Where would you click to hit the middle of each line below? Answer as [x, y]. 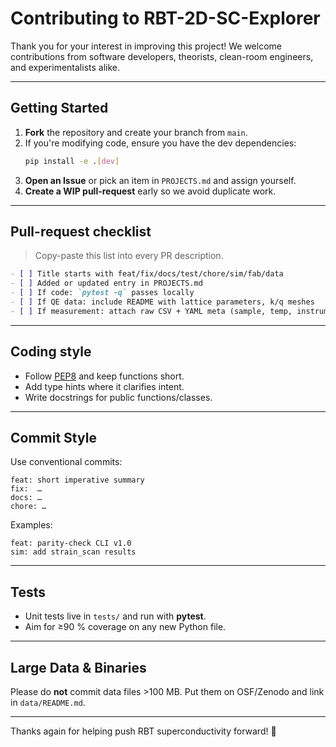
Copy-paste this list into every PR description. [129, 256]
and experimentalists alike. [65, 67]
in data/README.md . [48, 703]
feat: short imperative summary [77, 480]
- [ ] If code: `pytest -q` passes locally [102, 293]
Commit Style [53, 438]
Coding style [51, 352]
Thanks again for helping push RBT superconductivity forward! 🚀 [143, 731]
